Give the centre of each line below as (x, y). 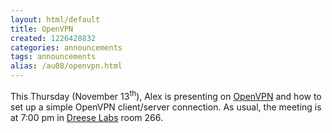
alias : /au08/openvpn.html (66, 66)
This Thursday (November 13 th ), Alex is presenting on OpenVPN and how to (166, 95)
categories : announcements (66, 47)
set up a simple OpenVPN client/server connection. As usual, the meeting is (166, 107)
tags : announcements (53, 57)
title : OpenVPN (42, 29)
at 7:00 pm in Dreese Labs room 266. (86, 117)
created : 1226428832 (53, 38)
